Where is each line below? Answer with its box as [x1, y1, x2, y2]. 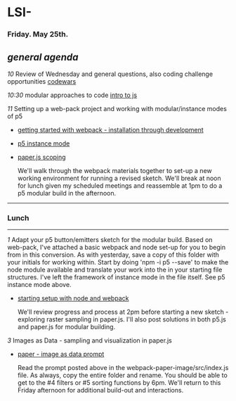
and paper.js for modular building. [17, 323, 116, 331]
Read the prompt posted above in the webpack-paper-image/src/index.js [17, 364, 229, 372]
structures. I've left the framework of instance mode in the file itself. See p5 [7, 273, 226, 281]
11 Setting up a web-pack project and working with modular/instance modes [7, 104, 227, 113]
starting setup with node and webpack [17, 294, 129, 303]
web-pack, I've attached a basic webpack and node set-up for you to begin [7, 243, 226, 252]
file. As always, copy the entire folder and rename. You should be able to [17, 371, 228, 380]
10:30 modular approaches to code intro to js [7, 91, 138, 99]
